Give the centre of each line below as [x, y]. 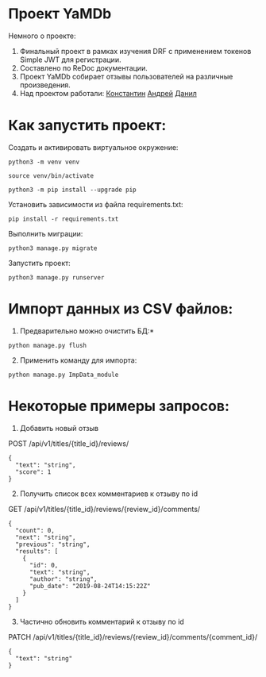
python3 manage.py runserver [56, 277]
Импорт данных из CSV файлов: [121, 309]
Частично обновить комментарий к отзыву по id [102, 621]
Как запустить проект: [87, 126]
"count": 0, [35, 530]
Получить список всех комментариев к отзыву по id [109, 494]
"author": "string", [63, 579]
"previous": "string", [53, 544]
